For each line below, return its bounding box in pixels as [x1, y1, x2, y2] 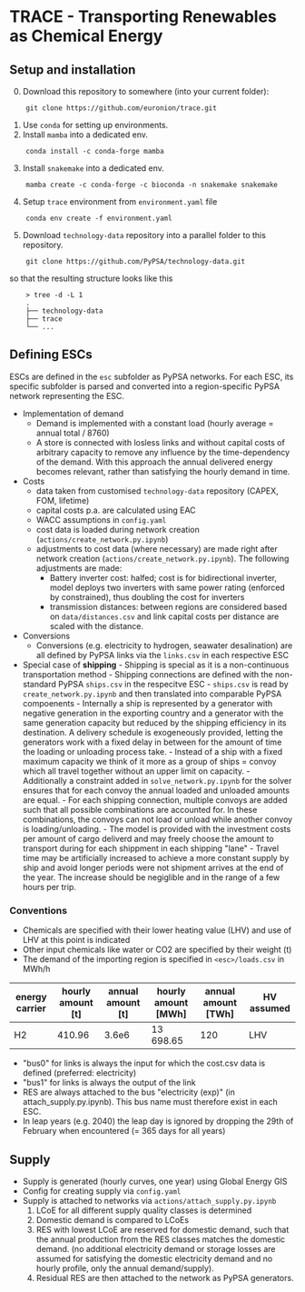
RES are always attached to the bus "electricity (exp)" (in [22, 1087, 236, 1097]
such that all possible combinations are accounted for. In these [22, 804, 258, 815]
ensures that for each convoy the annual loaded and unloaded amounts [22, 785, 290, 796]
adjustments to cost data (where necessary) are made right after [35, 543, 279, 554]
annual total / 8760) [35, 427, 111, 438]
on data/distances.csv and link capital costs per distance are [49, 611, 280, 622]
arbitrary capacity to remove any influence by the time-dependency [35, 446, 290, 457]
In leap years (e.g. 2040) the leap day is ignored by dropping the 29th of [22, 1116, 294, 1127]
